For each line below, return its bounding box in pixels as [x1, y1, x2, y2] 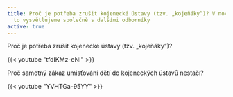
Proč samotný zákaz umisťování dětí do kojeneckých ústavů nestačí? [7, 69, 205, 77]
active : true [7, 23, 45, 30]
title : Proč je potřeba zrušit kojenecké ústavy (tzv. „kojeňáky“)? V [7, 10, 216, 17]
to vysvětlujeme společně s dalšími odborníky [13, 17, 150, 24]
